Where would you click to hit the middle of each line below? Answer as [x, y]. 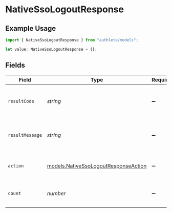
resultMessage [25, 135]
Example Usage [31, 28]
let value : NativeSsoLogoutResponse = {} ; [51, 49]
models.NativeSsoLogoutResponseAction [97, 166]
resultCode [21, 101]
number [56, 193]
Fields [15, 65]
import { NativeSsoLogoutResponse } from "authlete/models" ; [72, 40]
